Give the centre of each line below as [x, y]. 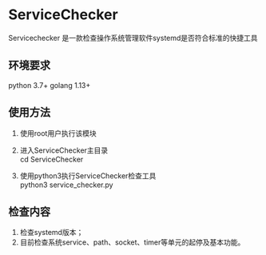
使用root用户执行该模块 [58, 133]
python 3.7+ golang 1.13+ [50, 85]
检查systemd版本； [52, 233]
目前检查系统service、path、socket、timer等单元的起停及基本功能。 [132, 242]
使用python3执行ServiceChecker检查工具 [88, 175]
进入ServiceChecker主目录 [64, 150]
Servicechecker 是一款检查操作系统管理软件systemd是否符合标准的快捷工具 [133, 38]
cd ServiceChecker [52, 159]
